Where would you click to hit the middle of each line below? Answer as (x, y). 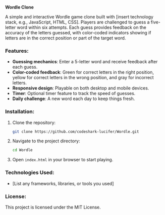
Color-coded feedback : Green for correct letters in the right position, (83, 72)
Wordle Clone (19, 7)
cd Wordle (23, 150)
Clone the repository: (34, 122)
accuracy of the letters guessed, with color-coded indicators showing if (78, 33)
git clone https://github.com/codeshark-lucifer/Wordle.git (76, 131)
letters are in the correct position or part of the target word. (66, 38)
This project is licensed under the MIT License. (53, 207)
